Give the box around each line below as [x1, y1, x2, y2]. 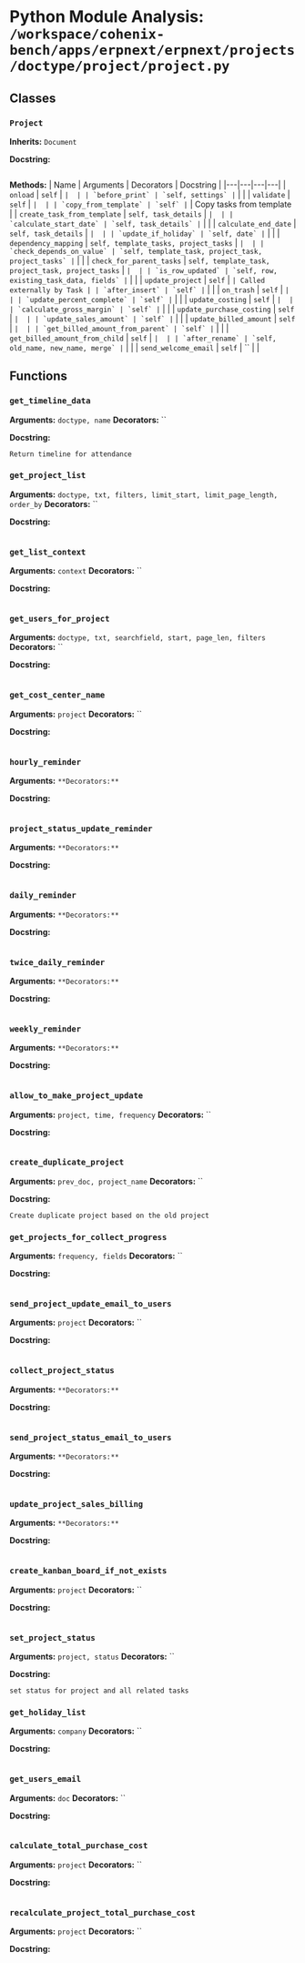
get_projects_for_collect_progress [9, 1232, 168, 1242]
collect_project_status [9, 1366, 116, 1376]
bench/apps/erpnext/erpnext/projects [9, 42, 296, 59]
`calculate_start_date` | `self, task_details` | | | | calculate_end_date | [9, 218, 297, 229]
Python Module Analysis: [9, 6, 205, 27]
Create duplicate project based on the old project [9, 1211, 209, 1220]
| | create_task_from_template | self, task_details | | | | [9, 208, 234, 219]
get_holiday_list [9, 1707, 86, 1717]
